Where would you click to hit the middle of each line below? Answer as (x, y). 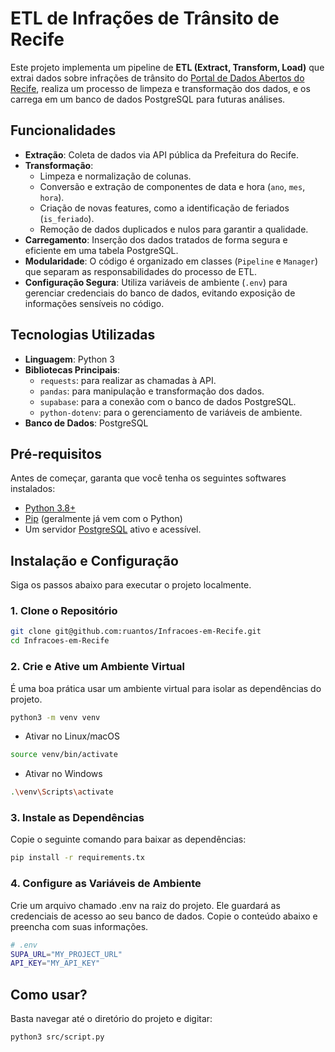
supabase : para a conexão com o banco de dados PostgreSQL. (168, 401)
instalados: (33, 489)
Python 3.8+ (50, 508)
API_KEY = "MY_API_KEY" (55, 963)
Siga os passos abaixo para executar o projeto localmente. (131, 585)
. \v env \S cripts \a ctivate (62, 792)
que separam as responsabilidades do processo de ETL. (140, 271)
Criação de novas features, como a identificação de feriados (164, 208)
